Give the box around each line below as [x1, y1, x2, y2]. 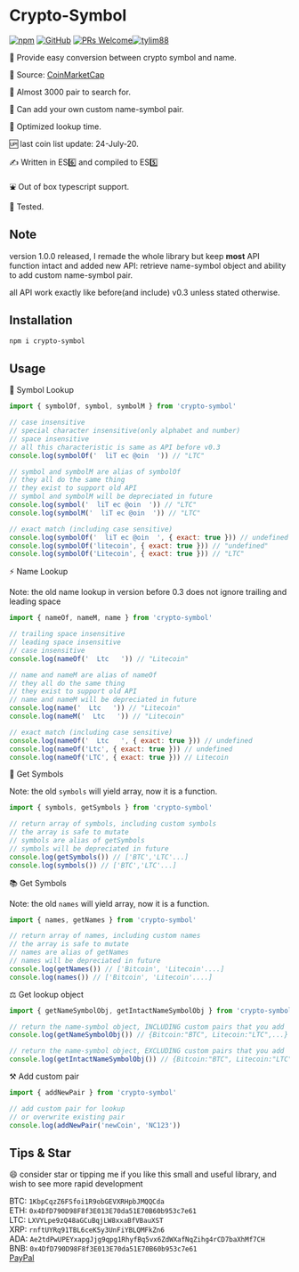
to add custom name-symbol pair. [9, 269, 133, 281]
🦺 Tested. [9, 201, 44, 212]
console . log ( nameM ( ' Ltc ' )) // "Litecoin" [9, 712, 185, 721]
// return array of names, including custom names [9, 932, 201, 941]
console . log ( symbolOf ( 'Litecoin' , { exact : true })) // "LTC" [9, 550, 245, 559]
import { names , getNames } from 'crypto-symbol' [9, 915, 198, 925]
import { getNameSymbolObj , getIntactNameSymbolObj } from [9, 1006, 233, 1015]
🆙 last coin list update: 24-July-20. [9, 138, 140, 149]
